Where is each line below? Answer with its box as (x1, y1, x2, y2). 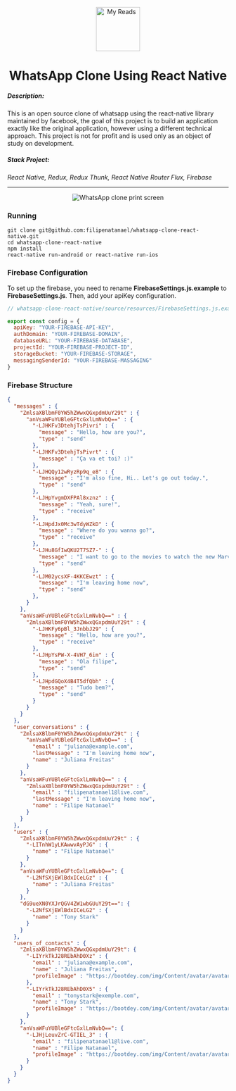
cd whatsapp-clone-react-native (7, 239, 102, 247)
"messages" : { (13, 402, 58, 410)
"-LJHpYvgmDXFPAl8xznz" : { (32, 494, 114, 501)
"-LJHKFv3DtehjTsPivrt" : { (32, 448, 114, 456)
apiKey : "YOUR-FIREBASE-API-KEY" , (13, 324, 114, 331)
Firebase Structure (7, 380, 73, 390)
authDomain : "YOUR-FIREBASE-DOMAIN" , (13, 331, 124, 338)
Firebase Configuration (7, 268, 88, 278)
